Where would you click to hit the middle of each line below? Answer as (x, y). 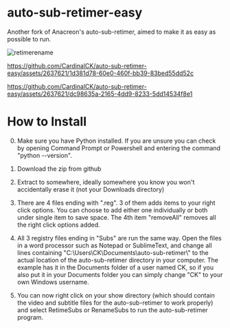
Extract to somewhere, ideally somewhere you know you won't (106, 182)
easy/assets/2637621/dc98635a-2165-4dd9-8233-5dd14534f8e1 (100, 94)
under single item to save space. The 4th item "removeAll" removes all (116, 217)
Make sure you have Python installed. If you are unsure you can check (116, 141)
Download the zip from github (59, 168)
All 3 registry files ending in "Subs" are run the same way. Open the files (119, 238)
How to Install (47, 122)
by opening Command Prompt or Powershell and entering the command (119, 148)
